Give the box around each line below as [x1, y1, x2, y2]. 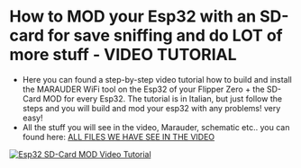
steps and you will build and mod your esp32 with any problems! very [22, 102, 281, 113]
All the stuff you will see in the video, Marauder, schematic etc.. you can [22, 121, 290, 132]
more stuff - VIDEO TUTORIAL [9, 45, 237, 65]
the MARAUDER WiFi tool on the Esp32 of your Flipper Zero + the [22, 84, 265, 94]
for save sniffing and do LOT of [48, 25, 283, 46]
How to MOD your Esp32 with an [9, 6, 257, 27]
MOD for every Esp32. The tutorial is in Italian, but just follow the [42, 93, 282, 104]
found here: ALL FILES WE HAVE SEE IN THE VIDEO [22, 131, 215, 142]
